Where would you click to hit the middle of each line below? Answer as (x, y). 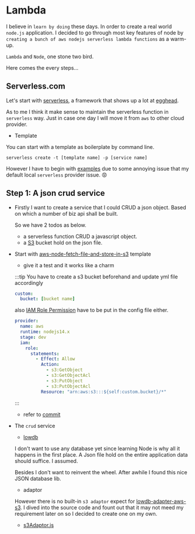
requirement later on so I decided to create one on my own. (86, 513)
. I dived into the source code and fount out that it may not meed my (102, 507)
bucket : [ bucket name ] (48, 299)
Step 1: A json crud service (55, 193)
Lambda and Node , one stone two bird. (50, 56)
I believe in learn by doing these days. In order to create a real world (89, 26)
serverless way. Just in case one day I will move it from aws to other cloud (95, 118)
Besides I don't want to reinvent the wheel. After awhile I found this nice (101, 472)
